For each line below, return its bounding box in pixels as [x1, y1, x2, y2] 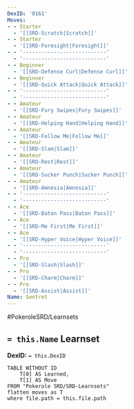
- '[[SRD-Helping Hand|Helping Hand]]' [13, 119, 128, 127]
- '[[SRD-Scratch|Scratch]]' [13, 29, 97, 37]
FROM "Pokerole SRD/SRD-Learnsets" [7, 383, 110, 390]
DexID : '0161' [7, 10, 48, 17]
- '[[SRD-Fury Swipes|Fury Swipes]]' [13, 107, 122, 114]
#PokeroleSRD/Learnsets [7, 313, 79, 321]
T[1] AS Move [19, 376, 57, 383]
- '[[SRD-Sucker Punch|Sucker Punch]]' [13, 171, 128, 178]
